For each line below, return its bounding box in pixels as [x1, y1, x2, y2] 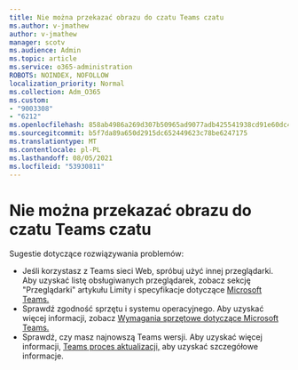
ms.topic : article [9, 54, 77, 63]
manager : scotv [9, 37, 66, 47]
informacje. [21, 350, 64, 361]
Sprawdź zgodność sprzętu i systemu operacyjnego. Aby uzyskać [21, 303, 264, 314]
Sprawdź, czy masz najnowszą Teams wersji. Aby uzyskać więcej [21, 332, 263, 342]
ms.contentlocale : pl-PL [9, 145, 101, 154]
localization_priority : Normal [9, 79, 125, 88]
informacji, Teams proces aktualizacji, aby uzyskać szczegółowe [21, 342, 259, 352]
